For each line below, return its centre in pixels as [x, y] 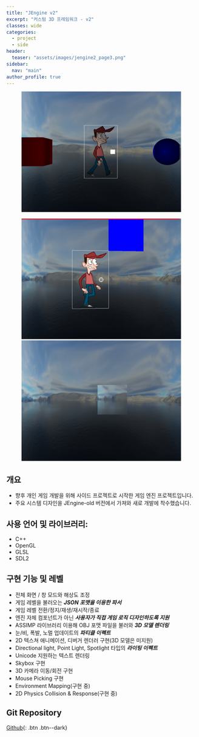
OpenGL [25, 545]
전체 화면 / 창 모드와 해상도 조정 [52, 594]
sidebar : [17, 64]
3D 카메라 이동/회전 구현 [44, 670]
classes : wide [24, 25]
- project [24, 39]
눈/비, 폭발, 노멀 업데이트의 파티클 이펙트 [63, 633]
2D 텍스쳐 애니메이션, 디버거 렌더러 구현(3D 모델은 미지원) [84, 640]
